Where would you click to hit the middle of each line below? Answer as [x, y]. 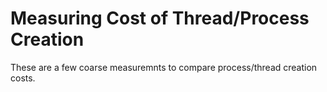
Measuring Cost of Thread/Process [160, 18]
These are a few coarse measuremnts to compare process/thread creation [164, 67]
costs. [23, 78]
